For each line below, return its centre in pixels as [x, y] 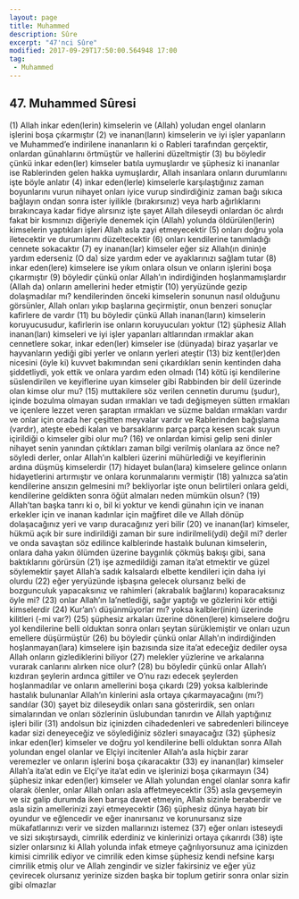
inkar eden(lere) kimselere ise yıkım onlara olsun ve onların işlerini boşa [141, 267]
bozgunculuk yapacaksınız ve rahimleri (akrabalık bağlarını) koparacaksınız [147, 590]
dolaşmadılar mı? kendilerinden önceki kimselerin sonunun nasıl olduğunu [145, 296]
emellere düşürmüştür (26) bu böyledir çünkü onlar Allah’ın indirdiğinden [143, 638]
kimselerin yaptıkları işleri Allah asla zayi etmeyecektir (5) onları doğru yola [146, 230]
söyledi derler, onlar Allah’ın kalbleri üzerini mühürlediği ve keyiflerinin [137, 458]
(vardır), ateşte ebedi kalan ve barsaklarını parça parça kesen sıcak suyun [145, 429]
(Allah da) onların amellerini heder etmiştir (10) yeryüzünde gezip [129, 286]
